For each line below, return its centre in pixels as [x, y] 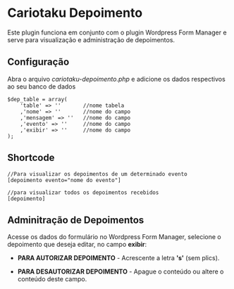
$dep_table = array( [38, 99]
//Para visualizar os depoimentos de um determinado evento [98, 174]
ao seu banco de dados [42, 86]
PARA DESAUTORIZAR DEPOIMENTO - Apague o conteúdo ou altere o [121, 271]
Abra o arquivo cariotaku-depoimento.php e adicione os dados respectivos [116, 79]
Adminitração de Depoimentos [76, 220]
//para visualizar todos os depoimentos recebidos [83, 192]
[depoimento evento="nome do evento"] [64, 180]
